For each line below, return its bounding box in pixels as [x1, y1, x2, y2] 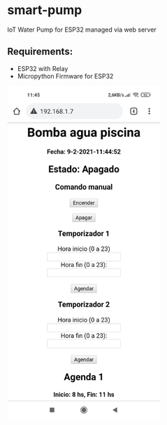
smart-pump [7, 2, 82, 18]
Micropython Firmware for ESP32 [17, 72, 114, 80]
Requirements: [7, 46, 73, 58]
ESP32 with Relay [17, 64, 68, 72]
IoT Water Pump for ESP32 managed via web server [7, 25, 157, 34]
